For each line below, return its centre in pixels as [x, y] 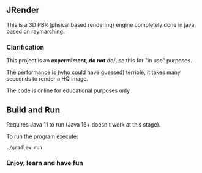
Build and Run [33, 110]
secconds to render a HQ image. [47, 79]
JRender [23, 10]
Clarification [25, 47]
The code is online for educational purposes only [68, 90]
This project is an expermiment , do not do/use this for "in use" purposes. [99, 61]
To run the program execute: [42, 136]
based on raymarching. [36, 31]
